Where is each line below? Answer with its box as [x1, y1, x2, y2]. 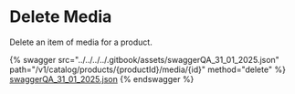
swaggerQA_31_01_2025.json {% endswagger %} [9, 73, 195, 84]
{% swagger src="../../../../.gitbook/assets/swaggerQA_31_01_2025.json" [9, 54, 280, 65]
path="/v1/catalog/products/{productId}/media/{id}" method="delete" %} [9, 64, 286, 75]
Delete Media [9, 6, 112, 27]
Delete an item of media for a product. [9, 37, 153, 47]
